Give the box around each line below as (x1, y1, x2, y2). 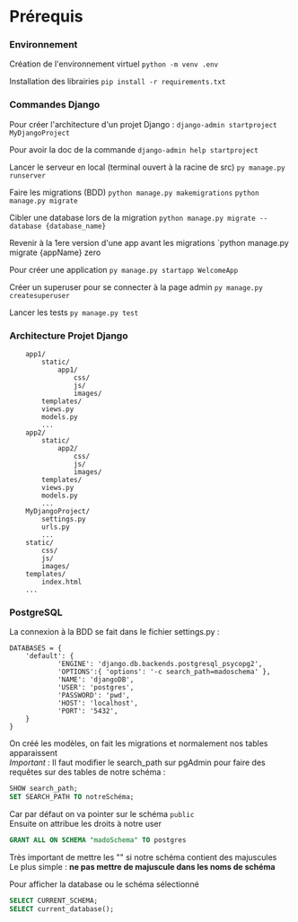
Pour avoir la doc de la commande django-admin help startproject (9, 144, 259, 154)
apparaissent (9, 748, 58, 759)
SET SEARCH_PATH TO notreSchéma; (9, 793, 135, 802)
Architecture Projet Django (9, 329, 128, 342)
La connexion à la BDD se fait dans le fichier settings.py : (9, 627, 220, 637)
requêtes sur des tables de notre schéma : (9, 767, 166, 777)
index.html (41, 577, 83, 587)
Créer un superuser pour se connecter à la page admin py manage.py (9, 281, 263, 293)
